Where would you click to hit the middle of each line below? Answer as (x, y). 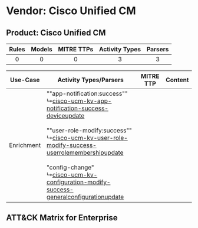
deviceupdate (65, 115)
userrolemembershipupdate (85, 153)
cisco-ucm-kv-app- (82, 101)
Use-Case (25, 80)
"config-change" (70, 167)
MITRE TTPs (76, 49)
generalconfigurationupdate (85, 197)
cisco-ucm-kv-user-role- (90, 138)
